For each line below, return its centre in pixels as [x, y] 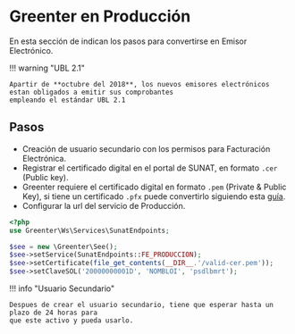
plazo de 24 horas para [54, 313]
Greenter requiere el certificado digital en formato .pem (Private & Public [154, 187]
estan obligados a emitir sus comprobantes [92, 92]
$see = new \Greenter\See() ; [63, 246]
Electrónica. [44, 158]
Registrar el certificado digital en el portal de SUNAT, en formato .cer [150, 168]
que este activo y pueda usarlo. [72, 321]
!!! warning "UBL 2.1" [47, 68]
